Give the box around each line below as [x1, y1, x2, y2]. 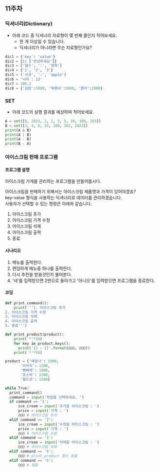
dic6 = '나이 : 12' [5, 77, 43, 82]
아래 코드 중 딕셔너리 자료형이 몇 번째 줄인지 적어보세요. [12, 32, 118, 38]
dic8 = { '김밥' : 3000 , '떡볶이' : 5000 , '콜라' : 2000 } [5, 86, 103, 91]
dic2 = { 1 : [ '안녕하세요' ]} [5, 59, 57, 64]
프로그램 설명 [5, 167, 30, 173]
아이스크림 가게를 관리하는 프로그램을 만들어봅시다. [5, 178, 102, 184]
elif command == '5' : [9, 458, 53, 463]
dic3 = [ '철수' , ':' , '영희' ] [5, 63, 62, 68]
